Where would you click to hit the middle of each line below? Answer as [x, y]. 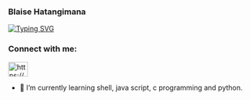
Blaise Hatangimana [47, 12]
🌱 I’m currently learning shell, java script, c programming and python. [131, 87]
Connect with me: [43, 49]
